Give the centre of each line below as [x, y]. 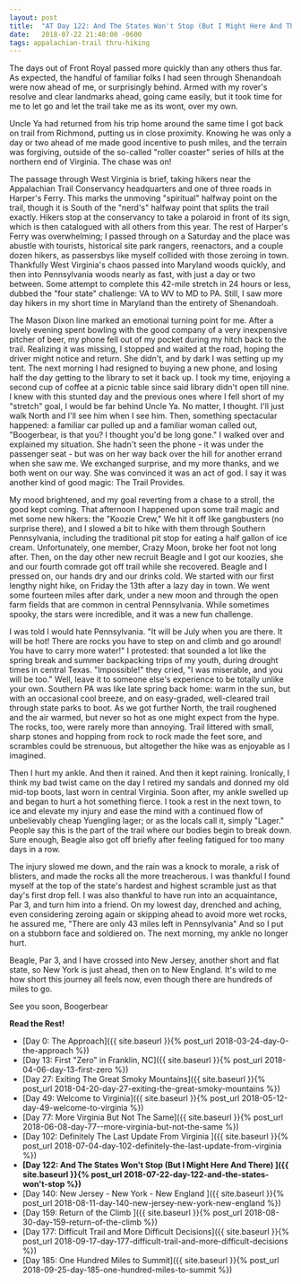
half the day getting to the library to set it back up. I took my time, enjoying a [150, 378]
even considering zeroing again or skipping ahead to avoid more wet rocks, [148, 914]
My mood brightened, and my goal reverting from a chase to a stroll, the [142, 500]
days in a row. [35, 850]
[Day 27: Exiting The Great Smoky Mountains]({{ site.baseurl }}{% [144, 1079]
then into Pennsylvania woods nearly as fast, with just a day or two [133, 275]
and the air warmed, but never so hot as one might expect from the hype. [144, 718]
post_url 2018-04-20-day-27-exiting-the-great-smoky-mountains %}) [151, 1089]
